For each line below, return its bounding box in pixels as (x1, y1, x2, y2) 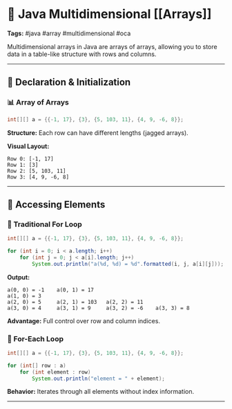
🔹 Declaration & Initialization (7, 76, 131, 89)
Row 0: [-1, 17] (7, 155, 54, 162)
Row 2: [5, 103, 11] (7, 167, 67, 174)
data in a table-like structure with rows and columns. (7, 50, 157, 58)
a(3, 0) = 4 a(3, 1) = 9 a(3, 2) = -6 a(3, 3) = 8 (7, 305, 190, 311)
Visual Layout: (7, 142, 50, 150)
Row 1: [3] (7, 161, 39, 168)
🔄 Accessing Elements (7, 199, 106, 210)
